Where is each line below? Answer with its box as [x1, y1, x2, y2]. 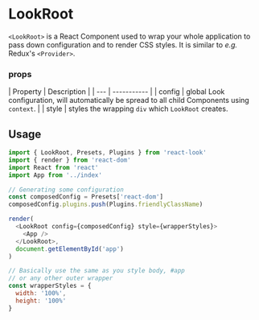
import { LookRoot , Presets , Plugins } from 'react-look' [8, 149, 207, 157]
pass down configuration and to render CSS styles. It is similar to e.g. [8, 39, 238, 49]
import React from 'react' [8, 163, 99, 171]
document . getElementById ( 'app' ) [15, 244, 125, 253]
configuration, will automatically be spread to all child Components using [8, 96, 249, 105]
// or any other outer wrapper [8, 274, 113, 282]
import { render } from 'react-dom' [8, 156, 131, 164]
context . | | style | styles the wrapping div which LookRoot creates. [8, 104, 228, 113]
